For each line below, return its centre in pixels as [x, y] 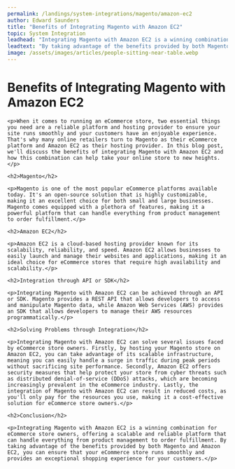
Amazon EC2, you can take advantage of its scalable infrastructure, [111, 354]
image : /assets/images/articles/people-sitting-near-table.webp [103, 53]
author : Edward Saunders [43, 20]
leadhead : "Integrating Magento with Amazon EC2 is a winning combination [119, 40]
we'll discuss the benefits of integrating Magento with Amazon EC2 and [115, 151]
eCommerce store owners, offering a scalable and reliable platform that [117, 434]
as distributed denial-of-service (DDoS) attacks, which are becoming [112, 379]
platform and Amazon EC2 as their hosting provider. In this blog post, [115, 145]
